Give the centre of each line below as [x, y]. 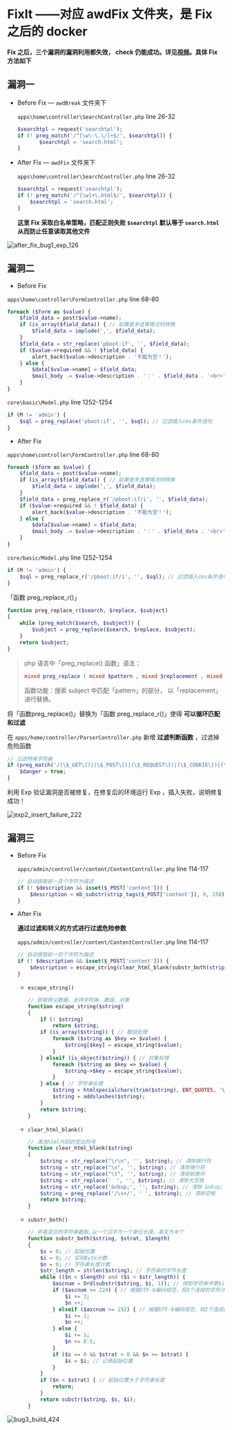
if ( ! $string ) [62, 1019]
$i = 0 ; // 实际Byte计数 [74, 1258]
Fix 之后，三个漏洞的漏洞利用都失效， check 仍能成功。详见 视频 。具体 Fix [113, 52]
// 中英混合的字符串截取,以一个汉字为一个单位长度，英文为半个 [106, 1232]
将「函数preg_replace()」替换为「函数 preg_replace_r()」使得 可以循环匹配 [114, 713]
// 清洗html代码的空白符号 [61, 1142]
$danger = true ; [43, 772]
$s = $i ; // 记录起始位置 [99, 1361]
